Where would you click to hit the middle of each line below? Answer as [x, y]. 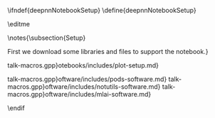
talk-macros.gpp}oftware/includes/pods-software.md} [87, 79]
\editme [19, 24]
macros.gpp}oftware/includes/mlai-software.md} [79, 94]
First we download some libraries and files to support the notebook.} [108, 52]
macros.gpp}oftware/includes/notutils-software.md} [84, 87]
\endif [16, 108]
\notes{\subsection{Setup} [47, 38]
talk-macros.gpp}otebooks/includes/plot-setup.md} [83, 65]
